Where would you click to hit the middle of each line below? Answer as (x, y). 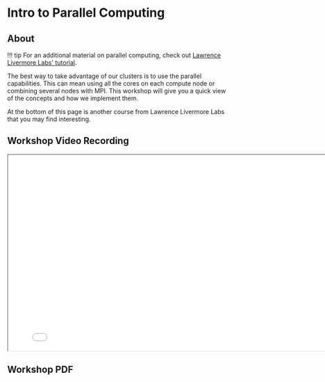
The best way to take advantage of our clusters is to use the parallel (105, 76)
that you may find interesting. (49, 119)
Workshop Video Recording (68, 141)
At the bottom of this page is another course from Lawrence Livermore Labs (116, 112)
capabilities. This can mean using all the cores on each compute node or (111, 83)
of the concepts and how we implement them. (73, 98)
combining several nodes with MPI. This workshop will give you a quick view (117, 91)
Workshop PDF (40, 370)
